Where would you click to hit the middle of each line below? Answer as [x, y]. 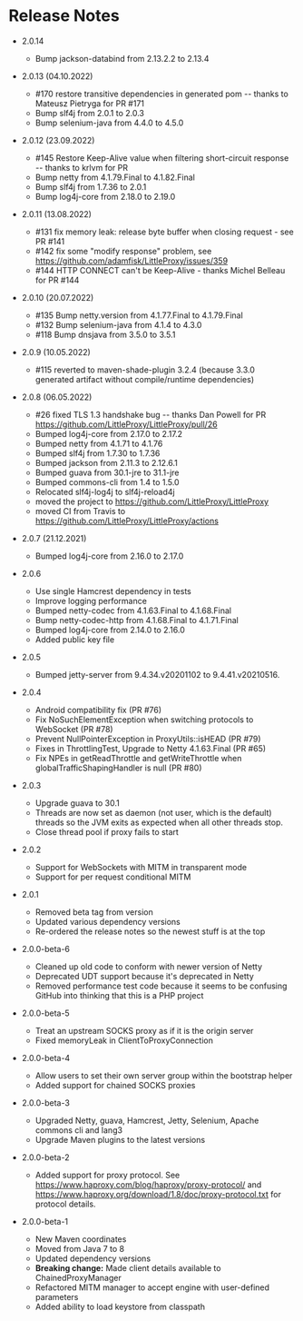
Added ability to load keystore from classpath [120, 1306]
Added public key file [75, 639]
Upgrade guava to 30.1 [77, 803]
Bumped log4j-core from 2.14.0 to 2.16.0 [110, 630]
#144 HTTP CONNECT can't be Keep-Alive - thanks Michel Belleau [160, 270]
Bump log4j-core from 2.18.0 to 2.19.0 [105, 196]
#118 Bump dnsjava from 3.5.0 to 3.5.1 [105, 334]
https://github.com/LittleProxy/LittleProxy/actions [127, 521]
